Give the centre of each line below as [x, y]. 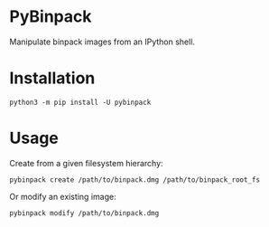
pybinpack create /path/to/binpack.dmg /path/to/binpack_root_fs [134, 180]
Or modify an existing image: [63, 196]
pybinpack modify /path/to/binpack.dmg [84, 213]
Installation [52, 78]
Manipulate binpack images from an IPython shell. [102, 42]
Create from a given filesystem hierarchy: [87, 163]
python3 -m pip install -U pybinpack [80, 102]
